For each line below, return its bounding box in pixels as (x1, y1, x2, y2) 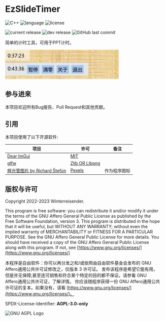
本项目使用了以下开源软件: (5, 134, 59, 140)
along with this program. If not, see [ (5, 244, 79, 250)
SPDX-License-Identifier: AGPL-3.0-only (5, 301, 89, 307)
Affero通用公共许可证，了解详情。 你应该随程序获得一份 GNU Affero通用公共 (5, 279, 160, 284)
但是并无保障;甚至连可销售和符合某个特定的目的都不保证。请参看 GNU (5, 273, 147, 279)
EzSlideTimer (5, 3, 61, 15)
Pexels (70, 167, 84, 173)
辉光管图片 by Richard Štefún (7, 167, 66, 173)
